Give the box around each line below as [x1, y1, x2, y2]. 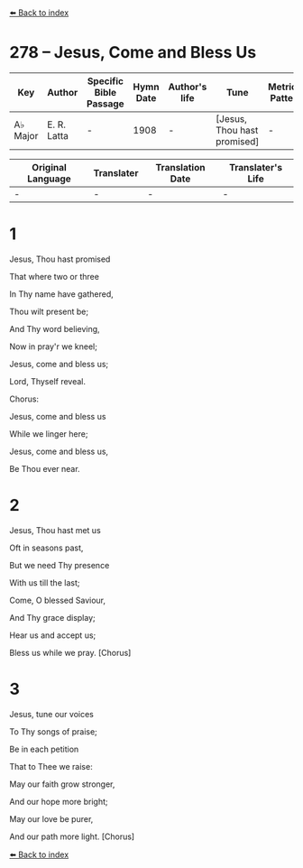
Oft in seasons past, [9, 542, 84, 553]
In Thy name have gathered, [9, 288, 115, 300]
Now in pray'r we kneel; [9, 341, 97, 352]
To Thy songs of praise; [9, 725, 97, 737]
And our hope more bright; [9, 796, 108, 807]
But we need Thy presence [9, 559, 110, 570]
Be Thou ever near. [9, 463, 80, 474]
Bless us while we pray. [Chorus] [9, 647, 132, 658]
